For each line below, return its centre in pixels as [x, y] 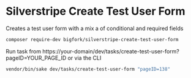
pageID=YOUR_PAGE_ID [36, 58]
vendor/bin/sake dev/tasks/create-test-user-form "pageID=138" [88, 69]
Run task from [23, 51]
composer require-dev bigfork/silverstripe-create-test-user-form [92, 39]
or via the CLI [84, 58]
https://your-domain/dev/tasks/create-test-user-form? [111, 51]
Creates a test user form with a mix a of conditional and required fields [95, 28]
